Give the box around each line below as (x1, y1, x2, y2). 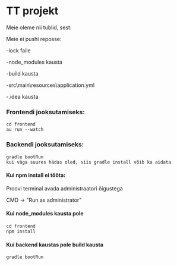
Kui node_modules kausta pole (6, 210, 84, 217)
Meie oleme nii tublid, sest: (6, 24, 72, 31)
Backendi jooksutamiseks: (6, 140, 84, 149)
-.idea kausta (6, 93, 39, 100)
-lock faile (6, 46, 31, 54)
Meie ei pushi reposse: (6, 35, 62, 42)
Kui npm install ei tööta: (6, 171, 66, 179)
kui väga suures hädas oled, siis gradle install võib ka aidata (6, 159, 171, 165)
